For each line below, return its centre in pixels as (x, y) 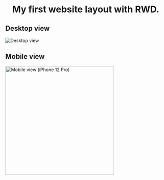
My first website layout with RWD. (86, 9)
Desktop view (28, 28)
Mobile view (25, 57)
